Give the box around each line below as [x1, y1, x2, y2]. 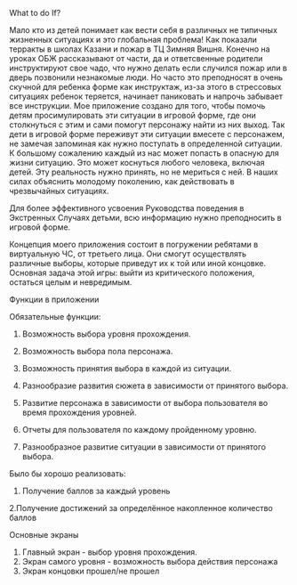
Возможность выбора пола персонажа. [21, 346, 173, 356]
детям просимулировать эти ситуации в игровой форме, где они [9, 110, 256, 120]
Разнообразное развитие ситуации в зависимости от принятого [21, 442, 267, 452]
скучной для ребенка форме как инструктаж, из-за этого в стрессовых [9, 82, 282, 92]
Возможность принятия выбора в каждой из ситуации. [21, 363, 232, 373]
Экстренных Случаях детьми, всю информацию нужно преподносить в [9, 213, 282, 223]
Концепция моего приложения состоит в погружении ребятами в [9, 240, 259, 249]
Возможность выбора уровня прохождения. [21, 329, 191, 339]
